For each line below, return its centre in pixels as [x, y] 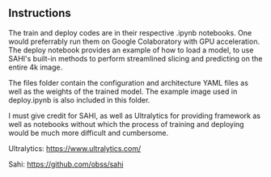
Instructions [40, 13]
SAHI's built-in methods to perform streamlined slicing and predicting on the [135, 58]
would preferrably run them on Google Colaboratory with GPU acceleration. [134, 41]
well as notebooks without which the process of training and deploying [126, 124]
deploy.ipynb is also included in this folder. [79, 99]
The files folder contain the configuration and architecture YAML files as [129, 82]
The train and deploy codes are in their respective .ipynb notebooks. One [130, 32]
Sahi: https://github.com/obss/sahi [66, 164]
